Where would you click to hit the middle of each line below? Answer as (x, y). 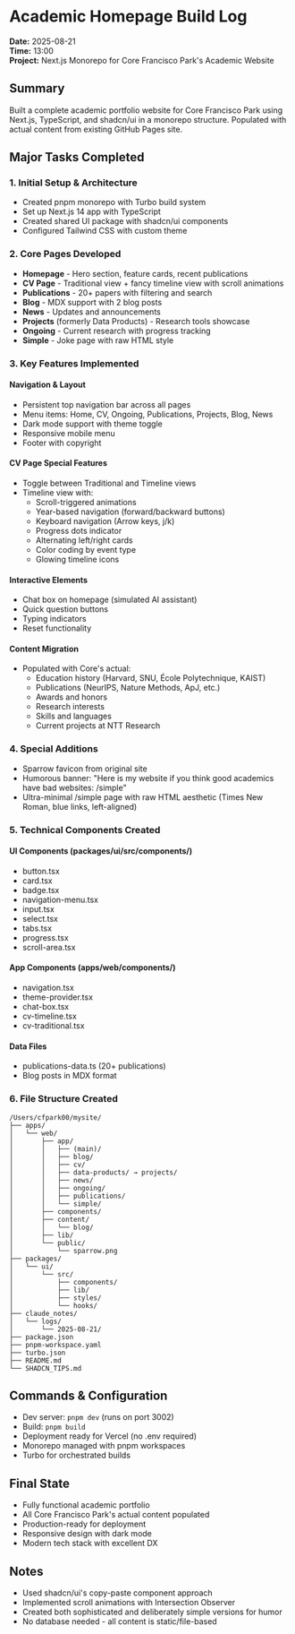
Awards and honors (72, 697)
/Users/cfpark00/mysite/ (55, 1117)
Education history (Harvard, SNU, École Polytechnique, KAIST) (151, 678)
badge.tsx (41, 890)
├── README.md (36, 1360)
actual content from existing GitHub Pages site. (96, 129)
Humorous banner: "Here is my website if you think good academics (148, 778)
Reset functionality (57, 628)
